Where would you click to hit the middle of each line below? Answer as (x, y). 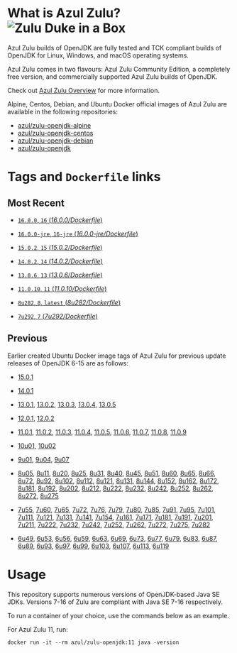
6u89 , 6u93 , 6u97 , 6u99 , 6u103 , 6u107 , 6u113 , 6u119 (93, 546)
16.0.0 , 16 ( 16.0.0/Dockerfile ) (60, 220)
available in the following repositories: (63, 111)
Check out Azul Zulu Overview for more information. (83, 90)
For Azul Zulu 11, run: (38, 629)
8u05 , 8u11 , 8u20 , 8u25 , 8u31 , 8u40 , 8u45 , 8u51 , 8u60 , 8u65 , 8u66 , (117, 473)
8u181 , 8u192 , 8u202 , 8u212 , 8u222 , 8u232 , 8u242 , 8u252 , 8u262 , (116, 488)
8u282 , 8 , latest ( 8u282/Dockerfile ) (69, 302)
